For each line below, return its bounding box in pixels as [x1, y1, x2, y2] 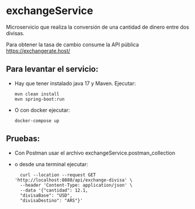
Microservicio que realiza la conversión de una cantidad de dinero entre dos [6, 23, 190, 30]
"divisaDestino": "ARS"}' [20, 197, 83, 203]
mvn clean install [14, 91, 60, 97]
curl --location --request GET [20, 172, 96, 178]
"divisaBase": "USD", [20, 192, 73, 198]
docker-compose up [14, 118, 60, 124]
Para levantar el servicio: [6, 64, 99, 74]
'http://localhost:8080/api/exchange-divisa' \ [14, 177, 133, 183]
